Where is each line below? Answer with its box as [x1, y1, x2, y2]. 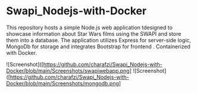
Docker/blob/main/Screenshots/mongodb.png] [6, 79, 121, 87]
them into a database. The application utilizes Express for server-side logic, [6, 36, 192, 44]
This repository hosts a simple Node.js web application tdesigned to [6, 24, 173, 31]
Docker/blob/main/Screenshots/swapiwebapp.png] [6, 67, 132, 74]
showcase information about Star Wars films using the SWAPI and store [6, 30, 182, 37]
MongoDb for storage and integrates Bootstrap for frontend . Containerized [6, 43, 190, 50]
